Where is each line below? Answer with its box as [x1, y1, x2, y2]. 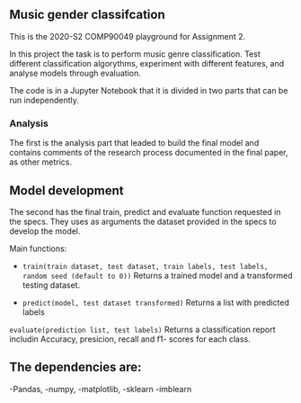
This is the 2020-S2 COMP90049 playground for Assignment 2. [9, 31, 246, 41]
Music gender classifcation [9, 7, 165, 22]
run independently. [9, 94, 79, 105]
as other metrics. [9, 157, 73, 167]
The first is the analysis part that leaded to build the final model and [9, 138, 260, 148]
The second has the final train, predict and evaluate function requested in [9, 206, 281, 217]
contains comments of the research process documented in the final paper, [9, 148, 289, 158]
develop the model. [9, 225, 81, 237]
